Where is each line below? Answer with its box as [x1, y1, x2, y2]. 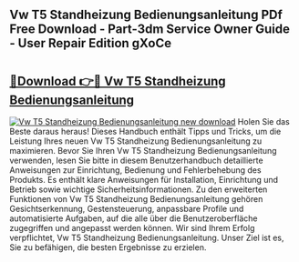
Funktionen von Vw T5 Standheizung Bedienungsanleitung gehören [9, 194, 263, 204]
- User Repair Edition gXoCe [9, 35, 171, 51]
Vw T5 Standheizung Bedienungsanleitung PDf [9, 7, 283, 23]
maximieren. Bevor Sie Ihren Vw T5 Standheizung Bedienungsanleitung [9, 146, 277, 156]
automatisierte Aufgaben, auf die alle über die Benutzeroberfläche [9, 213, 258, 224]
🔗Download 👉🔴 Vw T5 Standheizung [9, 73, 226, 89]
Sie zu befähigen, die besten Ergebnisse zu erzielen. [9, 242, 207, 253]
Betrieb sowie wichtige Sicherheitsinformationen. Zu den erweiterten [9, 184, 268, 195]
